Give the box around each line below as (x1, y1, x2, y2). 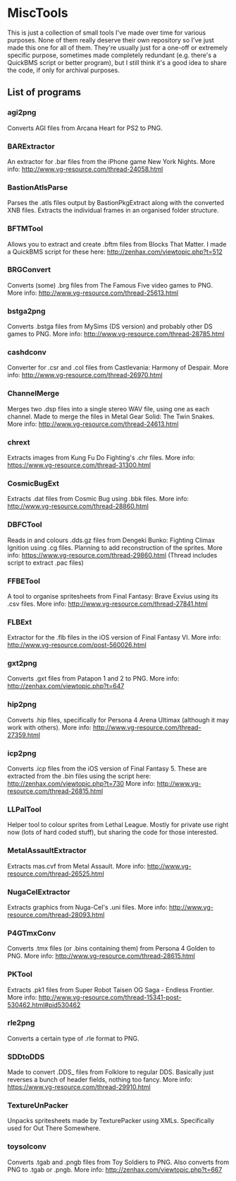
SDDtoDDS (7, 1052, 45, 1062)
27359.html (7, 730, 41, 739)
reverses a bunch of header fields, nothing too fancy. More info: (7, 1076, 192, 1084)
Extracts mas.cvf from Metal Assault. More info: (7, 862, 146, 870)
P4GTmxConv (7, 928, 56, 938)
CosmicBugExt (7, 478, 60, 488)
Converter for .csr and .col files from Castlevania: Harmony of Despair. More (7, 363, 229, 372)
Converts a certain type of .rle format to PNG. (7, 1034, 139, 1042)
